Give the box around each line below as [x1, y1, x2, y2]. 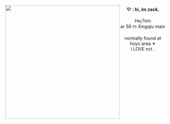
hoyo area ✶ [129, 40, 156, 47]
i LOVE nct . [130, 46, 155, 52]
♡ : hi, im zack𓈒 [126, 7, 159, 12]
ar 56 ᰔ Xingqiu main [120, 23, 165, 29]
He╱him [134, 18, 151, 24]
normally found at [124, 35, 161, 41]
